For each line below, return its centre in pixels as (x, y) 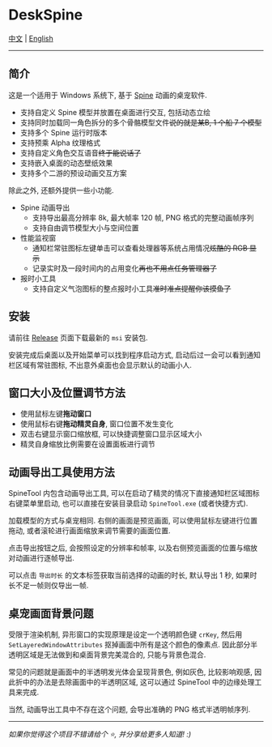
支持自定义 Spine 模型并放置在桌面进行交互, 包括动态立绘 (115, 112)
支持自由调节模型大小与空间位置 (85, 228)
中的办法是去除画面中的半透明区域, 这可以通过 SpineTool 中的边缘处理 (138, 682)
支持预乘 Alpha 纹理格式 (60, 143)
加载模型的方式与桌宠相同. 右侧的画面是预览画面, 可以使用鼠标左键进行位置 (133, 521)
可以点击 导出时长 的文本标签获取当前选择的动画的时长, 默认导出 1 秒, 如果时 (133, 575)
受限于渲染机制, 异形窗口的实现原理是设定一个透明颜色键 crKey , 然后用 (125, 634)
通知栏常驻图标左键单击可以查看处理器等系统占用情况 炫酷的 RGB (140, 248)
